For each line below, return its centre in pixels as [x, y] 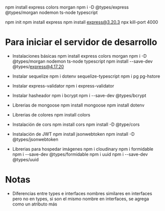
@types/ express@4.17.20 [38, 66]
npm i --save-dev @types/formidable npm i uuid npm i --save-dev [80, 154]
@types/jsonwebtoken [35, 139]
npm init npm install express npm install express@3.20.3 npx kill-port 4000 [82, 22]
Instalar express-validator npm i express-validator [63, 86]
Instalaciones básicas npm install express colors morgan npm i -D [80, 56]
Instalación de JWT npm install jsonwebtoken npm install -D [73, 134]
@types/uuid [25, 159]
